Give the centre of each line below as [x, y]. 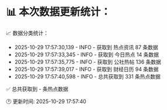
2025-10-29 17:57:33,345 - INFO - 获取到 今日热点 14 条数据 [87, 54]
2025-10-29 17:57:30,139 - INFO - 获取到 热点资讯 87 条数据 [86, 47]
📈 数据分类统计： [27, 33]
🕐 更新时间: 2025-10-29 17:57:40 [46, 101]
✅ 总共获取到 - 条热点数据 [37, 89]
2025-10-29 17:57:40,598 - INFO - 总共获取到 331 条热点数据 [87, 76]
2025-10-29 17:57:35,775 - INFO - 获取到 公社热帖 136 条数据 [88, 61]
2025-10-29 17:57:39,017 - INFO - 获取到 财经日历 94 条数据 [86, 69]
